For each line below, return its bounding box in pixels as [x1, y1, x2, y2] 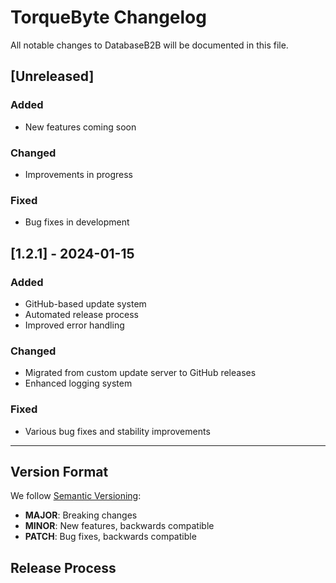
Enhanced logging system [24, 377, 133, 390]
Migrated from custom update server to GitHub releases [24, 367, 257, 379]
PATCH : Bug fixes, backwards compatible [24, 531, 197, 543]
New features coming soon [24, 121, 137, 133]
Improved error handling [24, 319, 125, 331]
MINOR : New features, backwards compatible [24, 520, 215, 532]
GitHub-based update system [24, 297, 147, 310]
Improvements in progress [24, 168, 133, 180]
